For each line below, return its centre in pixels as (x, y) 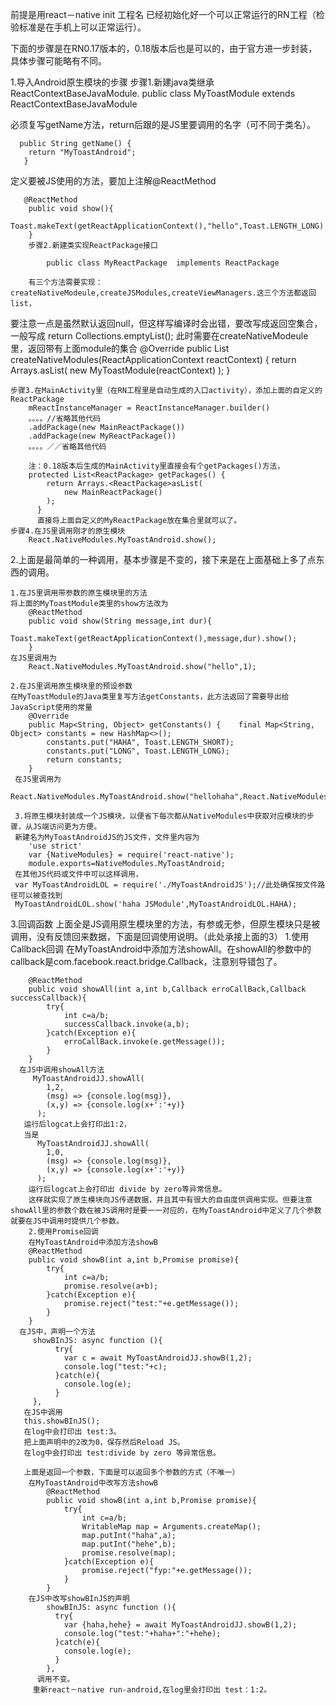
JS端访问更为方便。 (67, 827)
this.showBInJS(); (62, 1421)
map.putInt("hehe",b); (129, 1544)
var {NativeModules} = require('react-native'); (131, 855)
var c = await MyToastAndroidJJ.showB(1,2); (158, 1358)
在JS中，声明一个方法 (57, 1332)
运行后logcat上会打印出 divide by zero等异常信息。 (127, 1189)
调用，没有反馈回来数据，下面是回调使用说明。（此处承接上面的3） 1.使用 (160, 936)
